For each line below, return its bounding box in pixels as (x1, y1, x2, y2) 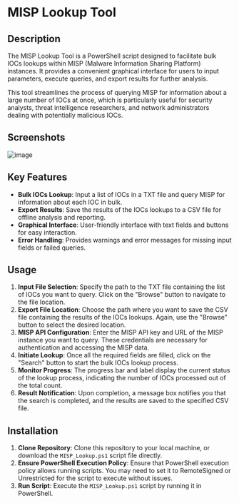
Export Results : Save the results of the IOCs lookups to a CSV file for (17, 205, 221, 214)
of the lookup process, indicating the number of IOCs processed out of (17, 374, 226, 382)
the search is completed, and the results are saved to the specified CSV (17, 397, 229, 405)
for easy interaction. (17, 228, 77, 236)
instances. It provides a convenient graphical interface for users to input (7, 67, 220, 75)
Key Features (7, 171, 68, 183)
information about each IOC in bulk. (17, 198, 123, 206)
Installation (7, 425, 59, 437)
